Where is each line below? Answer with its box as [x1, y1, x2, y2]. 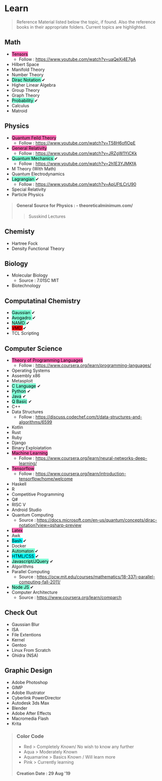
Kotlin [11, 424, 23, 430]
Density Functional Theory [11, 246, 65, 251]
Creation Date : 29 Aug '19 [16, 770, 71, 776]
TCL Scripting [11, 331, 39, 336]
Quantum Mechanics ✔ [11, 155, 58, 161]
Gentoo [11, 642, 27, 648]
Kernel [11, 637, 25, 643]
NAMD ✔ [11, 320, 30, 326]
